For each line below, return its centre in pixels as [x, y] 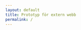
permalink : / [19, 19]
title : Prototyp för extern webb [41, 15]
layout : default [22, 10]
